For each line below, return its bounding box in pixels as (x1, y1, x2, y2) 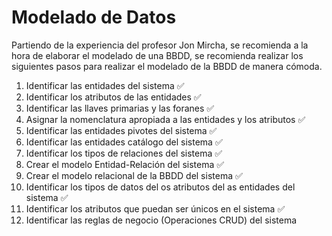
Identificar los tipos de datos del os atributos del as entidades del (25, 181, 296, 193)
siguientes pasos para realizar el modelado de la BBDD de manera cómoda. (11, 60, 323, 72)
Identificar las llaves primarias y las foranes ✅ (25, 102, 215, 114)
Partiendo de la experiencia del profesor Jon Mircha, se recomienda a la (11, 39, 309, 51)
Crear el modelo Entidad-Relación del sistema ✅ (25, 158, 225, 170)
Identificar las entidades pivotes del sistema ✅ (25, 124, 218, 136)
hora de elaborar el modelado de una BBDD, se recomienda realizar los (11, 49, 304, 61)
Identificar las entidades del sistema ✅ (25, 79, 185, 91)
